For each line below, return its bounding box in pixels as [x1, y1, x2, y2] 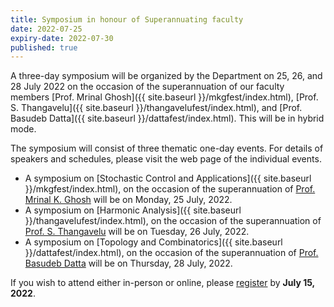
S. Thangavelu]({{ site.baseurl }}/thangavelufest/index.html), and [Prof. [10, 102, 303, 114]
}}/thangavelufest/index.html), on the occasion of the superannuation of [24, 215, 322, 227]
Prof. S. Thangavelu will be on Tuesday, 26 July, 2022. [24, 226, 250, 238]
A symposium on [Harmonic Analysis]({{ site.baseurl [24, 204, 242, 216]
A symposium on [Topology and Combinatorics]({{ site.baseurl [24, 236, 283, 248]
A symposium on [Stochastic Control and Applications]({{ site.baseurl [24, 172, 312, 185]
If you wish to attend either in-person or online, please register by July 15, [10, 277, 315, 289]
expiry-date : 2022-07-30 [10, 33, 114, 43]
